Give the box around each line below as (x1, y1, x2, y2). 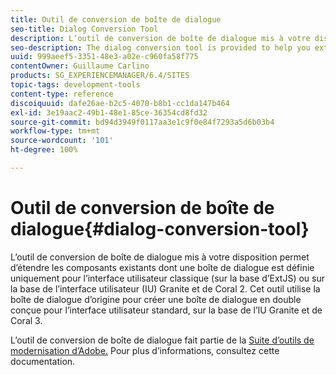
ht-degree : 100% (10, 145, 78, 155)
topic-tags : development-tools (10, 80, 141, 90)
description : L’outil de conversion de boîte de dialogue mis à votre (10, 33, 311, 43)
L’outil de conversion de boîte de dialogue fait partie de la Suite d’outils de (10, 334, 315, 346)
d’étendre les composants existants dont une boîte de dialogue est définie (10, 261, 315, 273)
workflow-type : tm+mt (10, 126, 101, 136)
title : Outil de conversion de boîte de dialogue (10, 14, 222, 25)
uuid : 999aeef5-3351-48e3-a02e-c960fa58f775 (10, 52, 199, 62)
